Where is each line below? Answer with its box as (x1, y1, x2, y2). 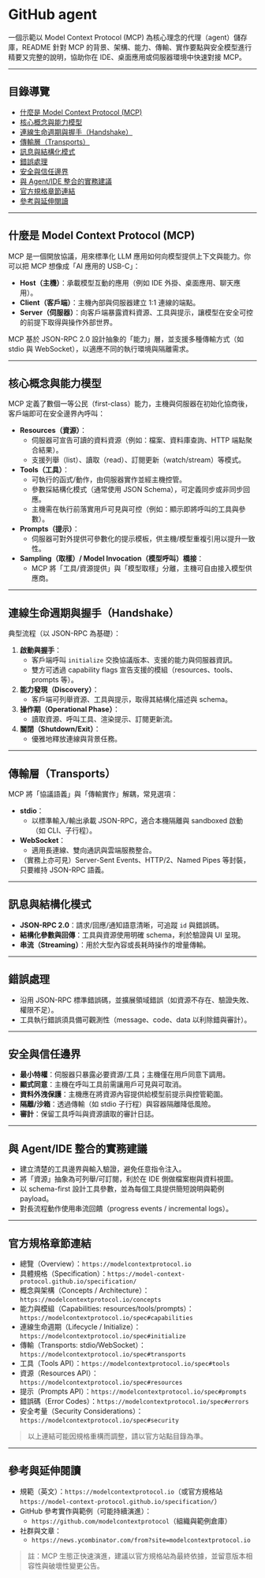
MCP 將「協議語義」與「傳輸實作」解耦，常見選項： (8, 789, 178, 798)
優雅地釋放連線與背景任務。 (31, 734, 122, 744)
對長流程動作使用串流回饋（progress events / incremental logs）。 (19, 1204, 233, 1214)
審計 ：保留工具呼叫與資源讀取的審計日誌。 (19, 1110, 159, 1119)
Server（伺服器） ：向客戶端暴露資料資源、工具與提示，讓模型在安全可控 (19, 308, 254, 317)
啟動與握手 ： (19, 645, 62, 655)
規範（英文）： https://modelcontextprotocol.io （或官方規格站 (19, 1487, 223, 1496)
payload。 (19, 1194, 54, 1203)
